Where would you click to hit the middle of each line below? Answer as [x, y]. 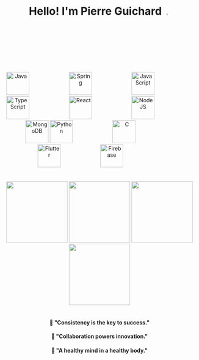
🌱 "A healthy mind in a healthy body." [99, 350]
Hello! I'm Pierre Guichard [96, 11]
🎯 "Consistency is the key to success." [99, 322]
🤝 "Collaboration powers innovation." [99, 336]
